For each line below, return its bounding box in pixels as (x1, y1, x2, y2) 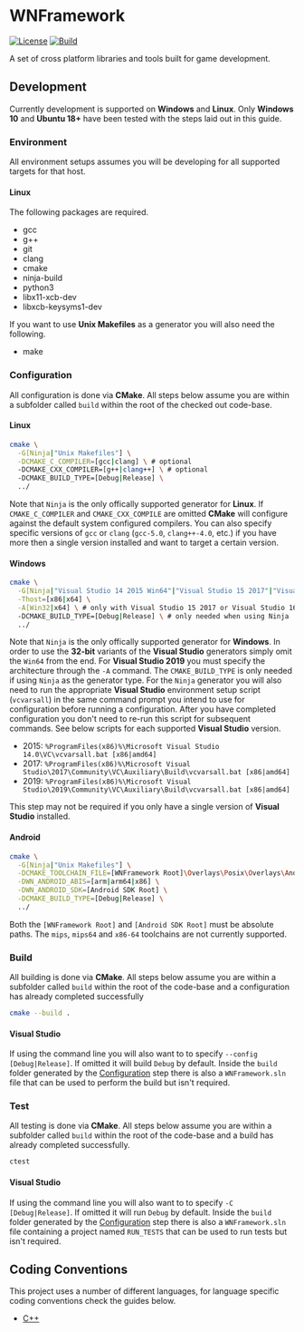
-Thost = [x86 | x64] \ (17, 595, 91, 604)
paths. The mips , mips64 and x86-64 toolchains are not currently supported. (9, 929, 288, 939)
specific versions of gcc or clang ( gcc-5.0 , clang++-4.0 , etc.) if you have (9, 528, 278, 538)
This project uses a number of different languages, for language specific (9, 1286, 280, 1297)
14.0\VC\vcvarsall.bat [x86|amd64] (22, 750, 157, 760)
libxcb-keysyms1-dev (22, 301, 102, 313)
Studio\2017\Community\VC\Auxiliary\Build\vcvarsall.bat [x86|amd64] (22, 768, 291, 777)
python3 (22, 282, 54, 293)
